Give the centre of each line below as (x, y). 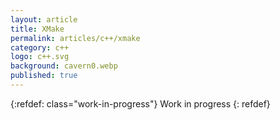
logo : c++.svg (40, 57)
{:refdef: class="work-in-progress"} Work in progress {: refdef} (140, 103)
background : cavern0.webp (64, 66)
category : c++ (40, 47)
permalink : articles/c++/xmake (75, 38)
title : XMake (37, 29)
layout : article (44, 19)
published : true (44, 76)
